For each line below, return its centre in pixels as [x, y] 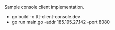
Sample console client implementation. [44, 7]
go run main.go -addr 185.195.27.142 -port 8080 [61, 22]
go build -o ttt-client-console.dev [46, 17]
